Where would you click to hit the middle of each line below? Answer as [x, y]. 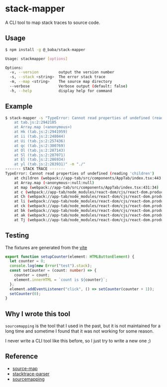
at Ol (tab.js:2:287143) [40, 150]
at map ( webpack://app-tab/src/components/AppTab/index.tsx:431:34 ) [86, 188]
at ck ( [22, 206]
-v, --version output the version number [62, 72]
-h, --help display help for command [61, 91]
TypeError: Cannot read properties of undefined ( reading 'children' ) [80, 174]
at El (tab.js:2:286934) [40, 160]
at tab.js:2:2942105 [35, 123]
